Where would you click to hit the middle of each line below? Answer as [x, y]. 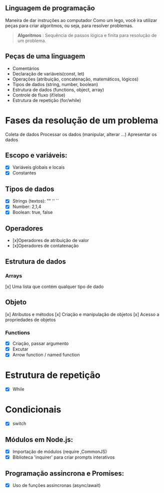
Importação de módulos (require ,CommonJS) [60, 451]
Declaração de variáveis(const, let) [48, 73]
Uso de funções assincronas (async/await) [56, 485]
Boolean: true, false [32, 212]
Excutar [20, 349]
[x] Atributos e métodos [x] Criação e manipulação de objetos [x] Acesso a [82, 314]
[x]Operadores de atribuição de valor [50, 240]
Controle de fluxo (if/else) [39, 95]
